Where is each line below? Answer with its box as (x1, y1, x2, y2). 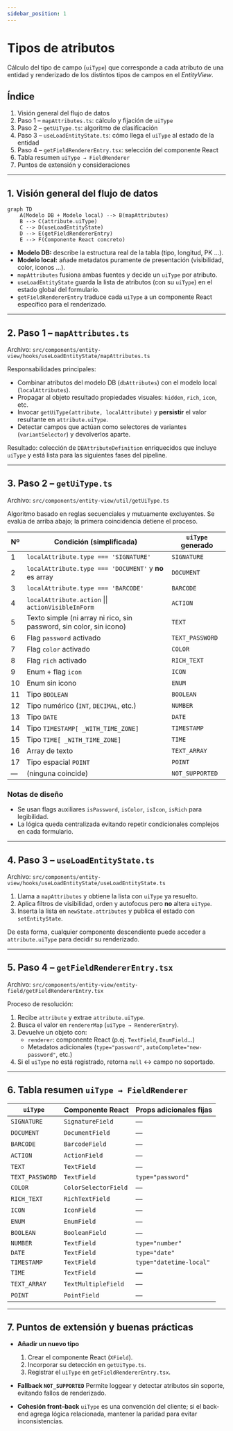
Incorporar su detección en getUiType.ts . (27, 1361, 147, 1369)
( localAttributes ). (17, 386, 71, 394)
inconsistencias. (17, 1417, 64, 1425)
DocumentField (63, 1129, 110, 1137)
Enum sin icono (26, 678, 77, 688)
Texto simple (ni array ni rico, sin (26, 613, 133, 622)
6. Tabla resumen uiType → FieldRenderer (7, 1084, 189, 1096)
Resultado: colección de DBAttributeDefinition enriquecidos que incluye (7, 444, 217, 452)
